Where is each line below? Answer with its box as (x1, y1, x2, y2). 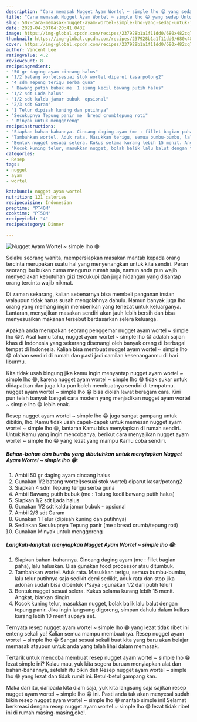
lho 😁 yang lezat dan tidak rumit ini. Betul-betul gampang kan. (6, 673, 157, 680)
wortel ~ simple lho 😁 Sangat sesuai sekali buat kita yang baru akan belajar (6, 636, 189, 643)
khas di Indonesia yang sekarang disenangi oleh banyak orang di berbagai (6, 339, 186, 346)
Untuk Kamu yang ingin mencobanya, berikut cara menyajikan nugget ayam (6, 430, 189, 438)
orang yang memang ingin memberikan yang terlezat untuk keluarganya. (6, 303, 182, 310)
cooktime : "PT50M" (6, 210, 51, 216)
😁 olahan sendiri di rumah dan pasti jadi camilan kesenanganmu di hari (6, 352, 179, 359)
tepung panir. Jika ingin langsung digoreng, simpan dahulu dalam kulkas (14, 606, 189, 613)
